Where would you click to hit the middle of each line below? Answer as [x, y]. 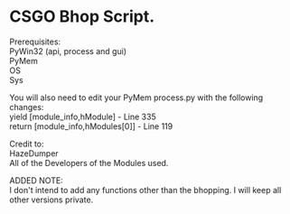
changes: [27, 107]
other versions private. [51, 200]
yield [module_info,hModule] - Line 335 [83, 116]
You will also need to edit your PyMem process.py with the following [136, 98]
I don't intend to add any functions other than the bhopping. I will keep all [145, 190]
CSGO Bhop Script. [82, 17]
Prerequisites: [35, 42]
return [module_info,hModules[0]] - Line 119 [91, 126]
